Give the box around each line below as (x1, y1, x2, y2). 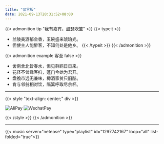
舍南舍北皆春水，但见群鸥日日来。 (12, 63, 81, 69)
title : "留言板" (5, 7, 36, 12)
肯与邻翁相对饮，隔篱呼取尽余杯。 (12, 81, 81, 87)
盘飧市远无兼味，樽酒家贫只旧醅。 (12, 75, 81, 81)
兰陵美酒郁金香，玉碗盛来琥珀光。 (12, 36, 81, 42)
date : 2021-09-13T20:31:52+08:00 (5, 12, 73, 17)
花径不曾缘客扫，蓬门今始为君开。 (12, 69, 81, 75)
